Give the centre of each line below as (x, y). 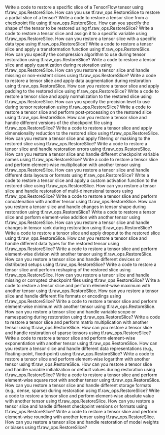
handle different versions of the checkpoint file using (59, 123)
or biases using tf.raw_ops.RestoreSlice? (46, 427)
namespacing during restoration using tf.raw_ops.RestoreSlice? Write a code (83, 317)
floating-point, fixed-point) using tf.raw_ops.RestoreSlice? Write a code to (80, 354)
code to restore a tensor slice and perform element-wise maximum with (78, 285)
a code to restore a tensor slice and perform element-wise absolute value (80, 396)
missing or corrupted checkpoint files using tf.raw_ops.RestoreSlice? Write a (82, 280)
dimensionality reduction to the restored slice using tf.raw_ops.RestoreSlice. (82, 133)
